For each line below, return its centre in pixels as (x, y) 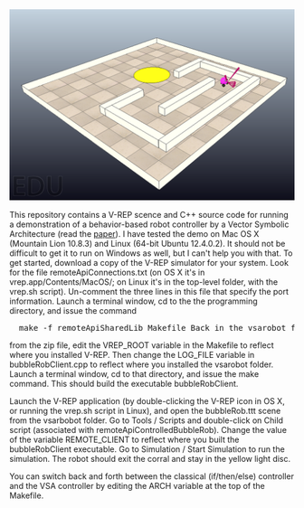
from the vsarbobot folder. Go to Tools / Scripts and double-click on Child (146, 420)
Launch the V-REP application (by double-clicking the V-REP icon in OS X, (147, 400)
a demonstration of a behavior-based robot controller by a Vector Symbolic (149, 224)
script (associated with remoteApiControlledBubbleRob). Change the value (148, 429)
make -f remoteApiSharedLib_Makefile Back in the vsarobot (152, 328)
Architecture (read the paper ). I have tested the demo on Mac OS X (134, 233)
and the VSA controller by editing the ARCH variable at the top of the (137, 485)
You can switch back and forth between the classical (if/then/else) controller (152, 476)
